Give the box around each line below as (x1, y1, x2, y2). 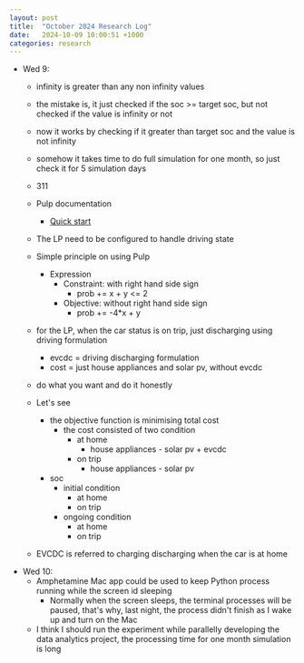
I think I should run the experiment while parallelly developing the (35, 624, 280, 635)
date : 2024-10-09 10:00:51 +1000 (9, 30, 144, 39)
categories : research (9, 38, 92, 48)
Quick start (49, 216, 92, 227)
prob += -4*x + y (76, 307, 141, 318)
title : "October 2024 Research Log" (9, 22, 152, 31)
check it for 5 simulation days (35, 163, 147, 174)
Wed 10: (22, 566, 54, 578)
